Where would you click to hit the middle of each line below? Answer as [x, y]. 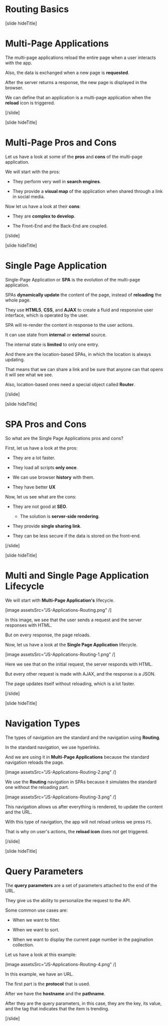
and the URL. [19, 812]
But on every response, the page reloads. [48, 635]
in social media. [29, 196]
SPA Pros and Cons [46, 424]
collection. [23, 944]
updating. [15, 359]
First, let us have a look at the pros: [41, 448]
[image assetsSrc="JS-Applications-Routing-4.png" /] [61, 964]
